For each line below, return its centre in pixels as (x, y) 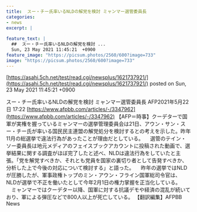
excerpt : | (19, 28)
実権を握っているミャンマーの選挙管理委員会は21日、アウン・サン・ (98, 124)
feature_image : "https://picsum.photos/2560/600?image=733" (81, 55)
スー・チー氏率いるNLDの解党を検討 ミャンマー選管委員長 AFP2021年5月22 (98, 102)
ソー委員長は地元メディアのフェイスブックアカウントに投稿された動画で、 (96, 146)
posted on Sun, (168, 83)
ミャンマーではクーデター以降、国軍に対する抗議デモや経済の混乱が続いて (101, 189)
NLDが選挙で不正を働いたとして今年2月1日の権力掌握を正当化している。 (93, 182)
